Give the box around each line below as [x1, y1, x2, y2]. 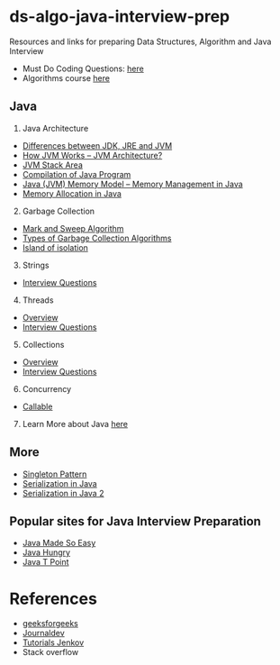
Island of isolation [22, 241, 88, 253]
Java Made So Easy [22, 538, 96, 549]
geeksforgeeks [22, 618, 78, 629]
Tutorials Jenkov [22, 637, 85, 648]
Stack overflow [22, 647, 79, 658]
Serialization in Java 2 [22, 487, 104, 498]
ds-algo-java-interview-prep [9, 6, 230, 27]
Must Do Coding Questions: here [22, 63, 144, 74]
